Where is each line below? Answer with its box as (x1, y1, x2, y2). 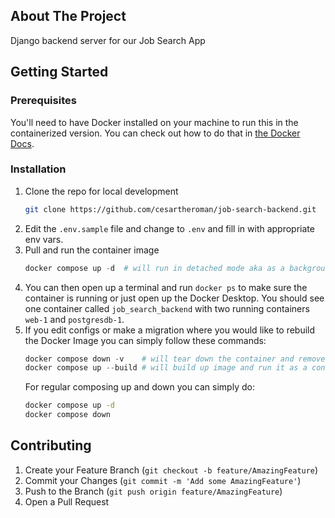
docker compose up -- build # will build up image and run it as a (24, 363, 308, 373)
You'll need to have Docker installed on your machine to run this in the (10, 116, 299, 128)
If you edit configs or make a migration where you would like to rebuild (24, 324, 316, 336)
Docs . (10, 137, 35, 149)
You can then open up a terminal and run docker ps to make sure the (24, 281, 308, 293)
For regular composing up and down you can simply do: (24, 381, 255, 393)
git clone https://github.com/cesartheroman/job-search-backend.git (24, 204, 317, 214)
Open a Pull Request (24, 495, 110, 508)
